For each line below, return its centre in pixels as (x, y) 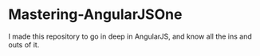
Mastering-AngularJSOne (95, 15)
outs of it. (24, 44)
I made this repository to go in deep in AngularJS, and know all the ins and (130, 36)
